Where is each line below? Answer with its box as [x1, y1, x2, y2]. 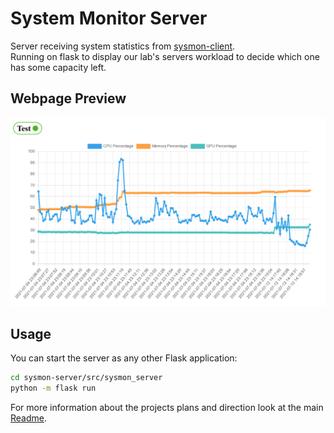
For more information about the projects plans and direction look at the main [10, 402, 324, 414]
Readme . [10, 412, 48, 424]
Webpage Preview [10, 90, 127, 107]
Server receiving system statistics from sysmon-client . [10, 40, 236, 52]
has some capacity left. [10, 61, 107, 73]
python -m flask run [10, 383, 97, 394]
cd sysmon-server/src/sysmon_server [10, 373, 163, 383]
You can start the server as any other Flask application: [10, 352, 238, 364]
